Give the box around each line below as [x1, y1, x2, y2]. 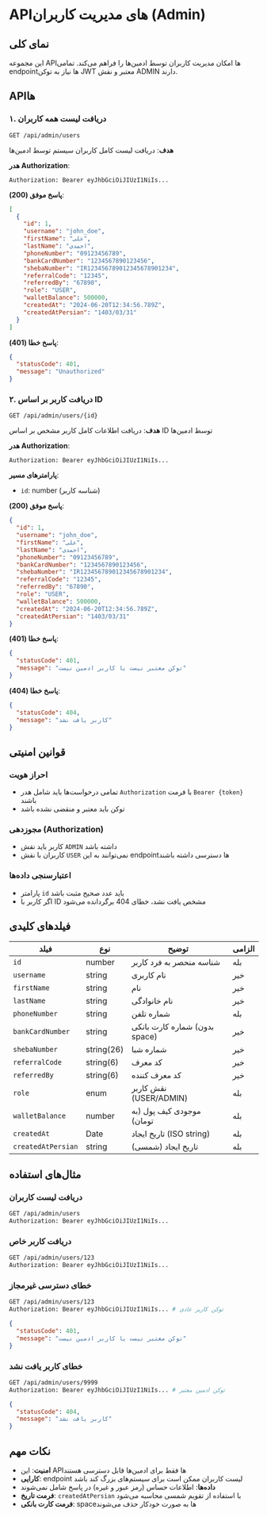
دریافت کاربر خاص [9, 1235, 72, 1246]
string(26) [85, 1043, 124, 1054]
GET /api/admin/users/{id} [9, 412, 98, 420]
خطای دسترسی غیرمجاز [9, 1280, 92, 1291]
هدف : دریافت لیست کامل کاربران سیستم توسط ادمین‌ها [9, 145, 174, 155]
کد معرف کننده [131, 1070, 181, 1081]
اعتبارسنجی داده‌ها [9, 870, 72, 881]
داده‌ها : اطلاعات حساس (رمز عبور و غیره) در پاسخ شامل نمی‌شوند [20, 1482, 216, 1492]
